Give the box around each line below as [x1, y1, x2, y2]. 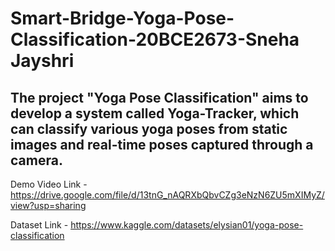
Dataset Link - [10, 219, 69, 231]
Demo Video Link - [10, 178, 88, 190]
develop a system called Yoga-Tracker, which [10, 105, 300, 122]
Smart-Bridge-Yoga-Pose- [10, 7, 235, 30]
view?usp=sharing [10, 200, 87, 211]
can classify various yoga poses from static [10, 120, 288, 137]
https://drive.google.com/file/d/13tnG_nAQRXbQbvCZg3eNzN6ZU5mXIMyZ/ [10, 189, 325, 201]
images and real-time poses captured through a [10, 136, 314, 153]
